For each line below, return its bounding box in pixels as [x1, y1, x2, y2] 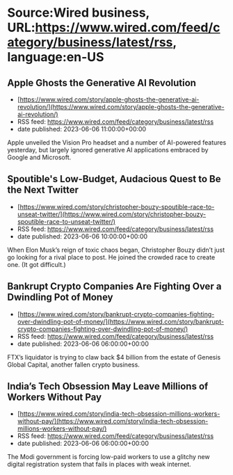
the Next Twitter [7, 184, 79, 196]
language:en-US [7, 49, 104, 65]
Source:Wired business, [7, 5, 150, 21]
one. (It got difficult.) [7, 260, 66, 268]
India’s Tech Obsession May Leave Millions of [7, 380, 209, 392]
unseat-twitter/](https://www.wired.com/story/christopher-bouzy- [17, 210, 207, 218]
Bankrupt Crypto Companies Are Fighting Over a [7, 280, 222, 293]
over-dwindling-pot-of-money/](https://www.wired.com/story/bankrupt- [17, 317, 225, 325]
